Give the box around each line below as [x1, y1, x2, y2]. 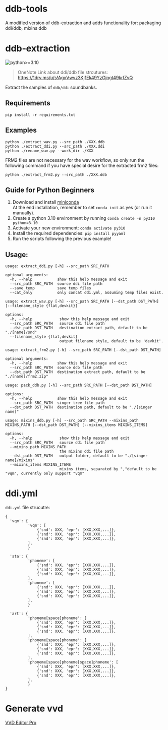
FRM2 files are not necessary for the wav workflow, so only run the [5, 157, 145, 163]
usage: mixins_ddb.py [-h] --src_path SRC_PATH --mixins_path [5, 418, 139, 423]
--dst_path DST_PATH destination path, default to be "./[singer [10, 405, 152, 410]
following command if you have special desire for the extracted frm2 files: [5, 162, 159, 168]
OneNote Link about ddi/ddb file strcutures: [17, 69, 108, 75]
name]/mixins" [5, 458, 35, 463]
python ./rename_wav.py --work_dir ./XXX [5, 148, 94, 153]
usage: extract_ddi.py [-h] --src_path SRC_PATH [5, 264, 109, 269]
